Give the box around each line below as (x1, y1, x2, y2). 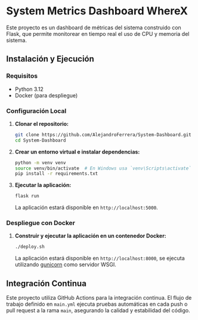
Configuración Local (6, 106, 67, 115)
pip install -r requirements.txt (14, 171, 98, 177)
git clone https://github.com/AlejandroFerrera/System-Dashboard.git (14, 131, 192, 138)
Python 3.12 (14, 85, 44, 93)
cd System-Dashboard (14, 137, 66, 143)
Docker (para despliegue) (14, 91, 78, 99)
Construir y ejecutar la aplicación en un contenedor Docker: (14, 232, 167, 239)
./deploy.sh (14, 244, 45, 250)
